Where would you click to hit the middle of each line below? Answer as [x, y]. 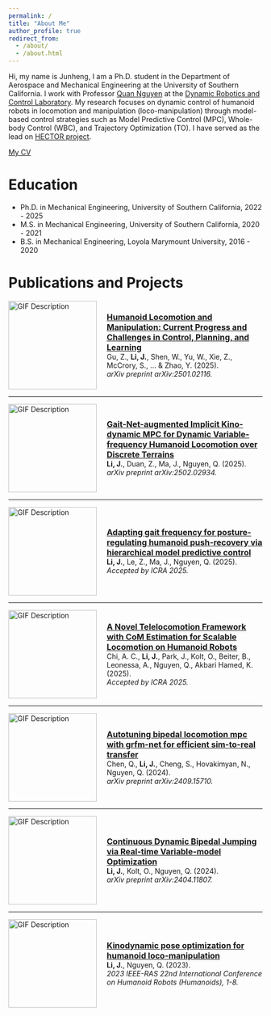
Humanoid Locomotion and [160, 317]
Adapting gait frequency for [161, 533]
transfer [123, 754]
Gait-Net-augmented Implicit [163, 424]
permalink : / [30, 16]
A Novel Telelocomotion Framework [177, 627]
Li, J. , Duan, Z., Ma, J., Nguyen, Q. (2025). [177, 464]
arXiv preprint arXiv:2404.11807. [160, 880]
